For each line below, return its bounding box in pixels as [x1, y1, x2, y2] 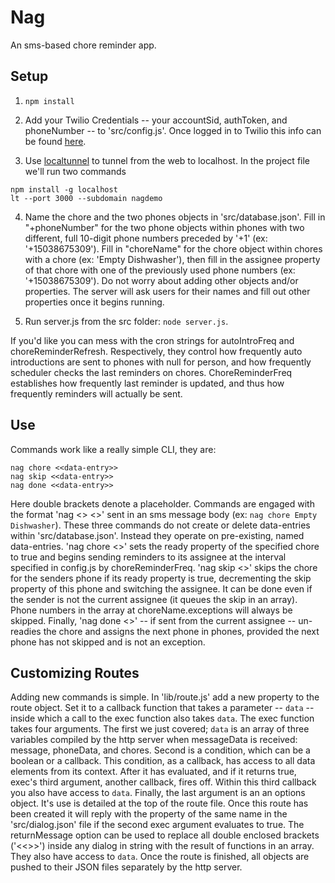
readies [10, 625, 42, 637]
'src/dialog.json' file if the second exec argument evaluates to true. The [10, 819, 305, 831]
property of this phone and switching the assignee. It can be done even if [10, 582, 313, 595]
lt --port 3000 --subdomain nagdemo [10, 193, 163, 203]
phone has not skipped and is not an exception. [10, 636, 206, 648]
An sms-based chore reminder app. [10, 39, 157, 51]
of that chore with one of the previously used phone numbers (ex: [24, 264, 296, 276]
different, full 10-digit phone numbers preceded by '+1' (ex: [24, 232, 268, 244]
